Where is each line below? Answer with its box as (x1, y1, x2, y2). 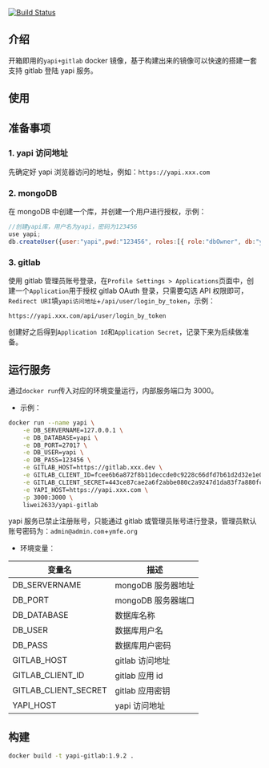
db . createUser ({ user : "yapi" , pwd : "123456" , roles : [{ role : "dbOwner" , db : (8, 238, 256, 246)
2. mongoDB (8, 187, 58, 198)
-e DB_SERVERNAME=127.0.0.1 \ (22, 426, 124, 434)
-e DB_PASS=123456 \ (22, 456, 91, 465)
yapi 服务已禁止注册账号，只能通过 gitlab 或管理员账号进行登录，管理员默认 (8, 516, 257, 526)
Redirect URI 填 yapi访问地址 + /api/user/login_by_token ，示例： (8, 296, 216, 306)
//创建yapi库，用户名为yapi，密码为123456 (8, 223, 138, 231)
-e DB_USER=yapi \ (22, 449, 84, 457)
